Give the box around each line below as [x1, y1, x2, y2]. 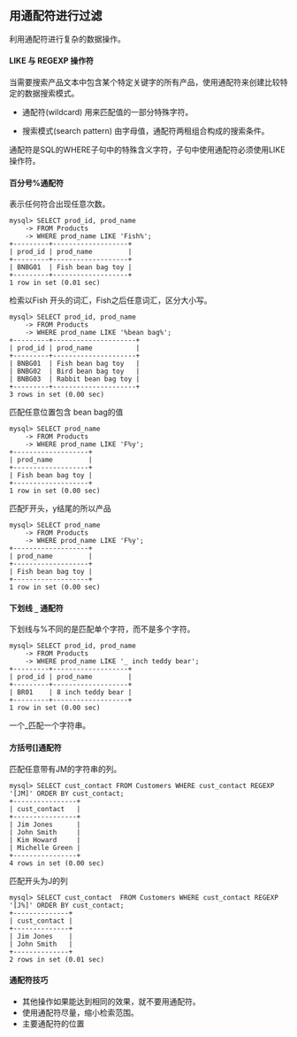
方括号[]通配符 [9, 742, 62, 753]
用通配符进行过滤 [9, 8, 103, 24]
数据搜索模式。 [24, 88, 80, 99]
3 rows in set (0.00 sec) [9, 391, 104, 399]
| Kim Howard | [9, 835, 81, 844]
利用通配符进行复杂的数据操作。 [9, 34, 126, 44]
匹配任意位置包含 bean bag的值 [9, 406, 124, 418]
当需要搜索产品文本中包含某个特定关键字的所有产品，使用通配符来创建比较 [9, 77, 280, 88]
